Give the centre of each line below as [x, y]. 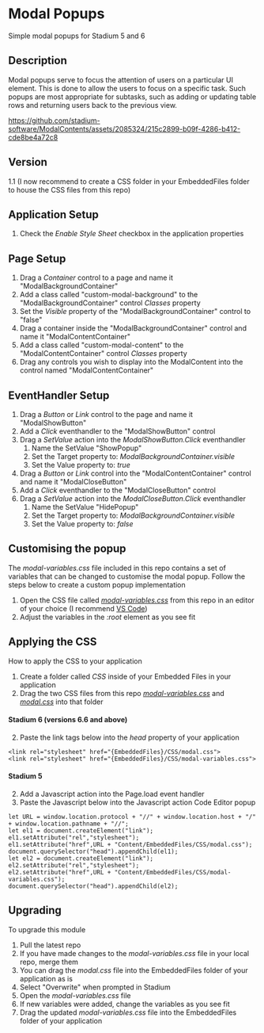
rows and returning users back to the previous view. [93, 105]
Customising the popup [67, 549]
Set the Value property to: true [81, 465]
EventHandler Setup [59, 395]
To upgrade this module [47, 929]
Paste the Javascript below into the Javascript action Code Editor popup [138, 802]
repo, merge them [49, 962]
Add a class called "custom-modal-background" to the [109, 295]
